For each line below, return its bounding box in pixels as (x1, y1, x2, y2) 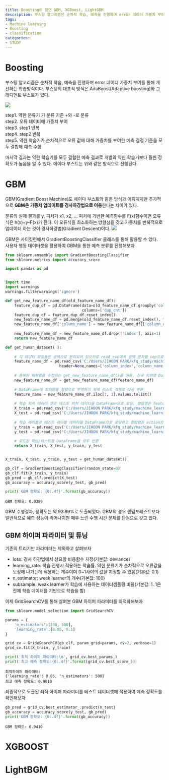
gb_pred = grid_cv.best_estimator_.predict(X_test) (5, 704, 116, 710)
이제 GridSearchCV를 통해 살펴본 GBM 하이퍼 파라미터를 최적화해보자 (5, 598, 143, 605)
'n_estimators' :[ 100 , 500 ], (14, 622, 73, 627)
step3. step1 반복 (5, 125, 40, 131)
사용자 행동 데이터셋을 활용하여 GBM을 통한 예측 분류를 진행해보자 (5, 243, 135, 249)
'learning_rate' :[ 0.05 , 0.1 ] (14, 627, 75, 632)
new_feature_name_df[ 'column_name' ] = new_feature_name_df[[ (14, 322, 145, 327)
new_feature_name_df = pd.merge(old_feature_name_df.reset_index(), (14, 317, 161, 322)
